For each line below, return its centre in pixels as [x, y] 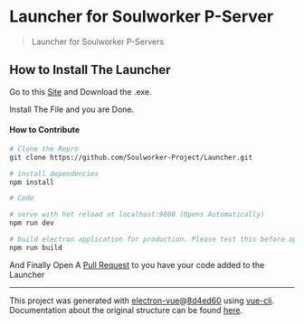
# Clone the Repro [44, 149]
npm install [32, 182]
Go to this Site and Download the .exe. [81, 91]
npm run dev [32, 223]
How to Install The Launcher [90, 70]
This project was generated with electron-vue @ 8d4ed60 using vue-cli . [142, 301]
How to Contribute [45, 130]
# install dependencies [54, 173]
